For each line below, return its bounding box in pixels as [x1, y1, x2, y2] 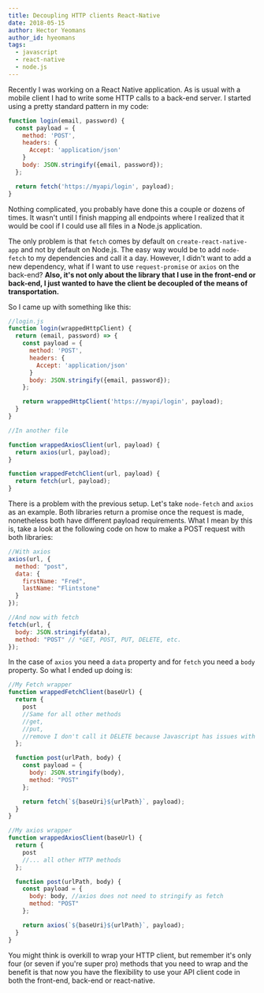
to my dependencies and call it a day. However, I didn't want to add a [27, 253, 252, 262]
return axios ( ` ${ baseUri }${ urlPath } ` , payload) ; [22, 921, 185, 929]
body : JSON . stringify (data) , [15, 628, 111, 636]
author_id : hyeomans [8, 33, 76, 42]
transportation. [8, 286, 59, 296]
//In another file [8, 426, 69, 435]
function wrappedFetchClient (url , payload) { [8, 470, 160, 478]
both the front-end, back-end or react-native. [8, 976, 155, 985]
